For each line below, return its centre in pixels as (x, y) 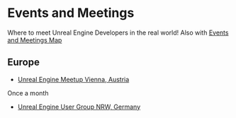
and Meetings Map (35, 40)
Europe (24, 63)
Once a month (28, 93)
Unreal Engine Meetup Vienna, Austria (73, 79)
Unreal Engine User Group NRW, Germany (79, 107)
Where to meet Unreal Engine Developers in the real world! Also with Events (118, 33)
